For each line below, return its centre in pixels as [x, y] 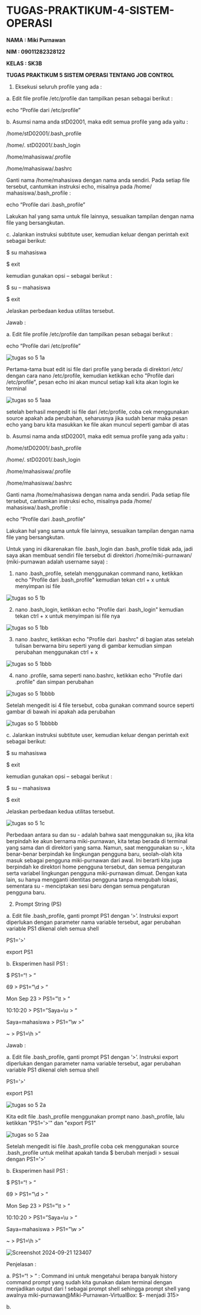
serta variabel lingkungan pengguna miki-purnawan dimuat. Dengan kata [97, 873]
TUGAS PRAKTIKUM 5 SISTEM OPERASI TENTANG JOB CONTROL [90, 75]
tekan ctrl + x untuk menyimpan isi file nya [67, 616]
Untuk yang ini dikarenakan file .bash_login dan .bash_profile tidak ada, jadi [100, 548]
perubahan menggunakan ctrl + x [56, 652]
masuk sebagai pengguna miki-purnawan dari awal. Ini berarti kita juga [94, 860]
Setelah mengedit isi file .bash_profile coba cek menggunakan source [93, 1146]
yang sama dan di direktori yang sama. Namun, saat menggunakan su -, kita [100, 847]
